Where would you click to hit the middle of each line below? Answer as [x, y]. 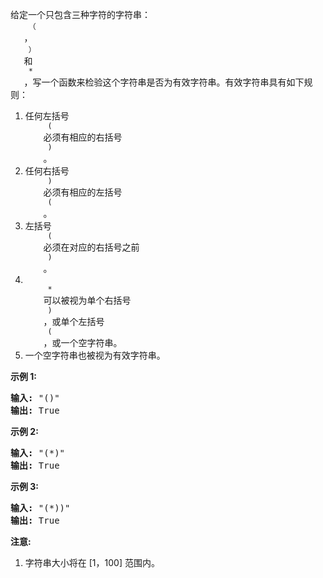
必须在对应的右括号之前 [91, 247]
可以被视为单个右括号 [87, 300]
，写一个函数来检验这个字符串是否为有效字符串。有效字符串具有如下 [164, 82]
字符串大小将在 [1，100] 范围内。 [92, 562]
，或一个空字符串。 [83, 342]
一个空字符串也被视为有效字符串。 [95, 355]
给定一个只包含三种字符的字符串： [80, 14]
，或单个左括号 [74, 321]
